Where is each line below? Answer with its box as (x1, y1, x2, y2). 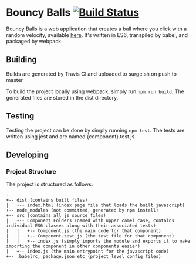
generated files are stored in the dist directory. (6, 94, 119, 101)
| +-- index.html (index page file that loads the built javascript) (6, 202, 185, 208)
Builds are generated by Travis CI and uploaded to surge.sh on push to (6, 70, 177, 77)
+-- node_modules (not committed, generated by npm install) (6, 208, 159, 213)
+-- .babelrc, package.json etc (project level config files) (6, 254, 161, 260)
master (6, 76, 23, 83)
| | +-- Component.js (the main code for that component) (6, 228, 161, 234)
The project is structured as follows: (6, 181, 93, 188)
